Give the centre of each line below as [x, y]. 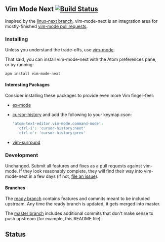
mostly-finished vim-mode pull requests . [46, 26]
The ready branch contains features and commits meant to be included [77, 199]
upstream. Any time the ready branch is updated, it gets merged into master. [83, 204]
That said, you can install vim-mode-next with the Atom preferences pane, [81, 59]
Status [16, 234]
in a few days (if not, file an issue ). [64, 176]
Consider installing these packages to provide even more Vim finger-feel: [80, 96]
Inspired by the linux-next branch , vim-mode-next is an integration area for [82, 21]
